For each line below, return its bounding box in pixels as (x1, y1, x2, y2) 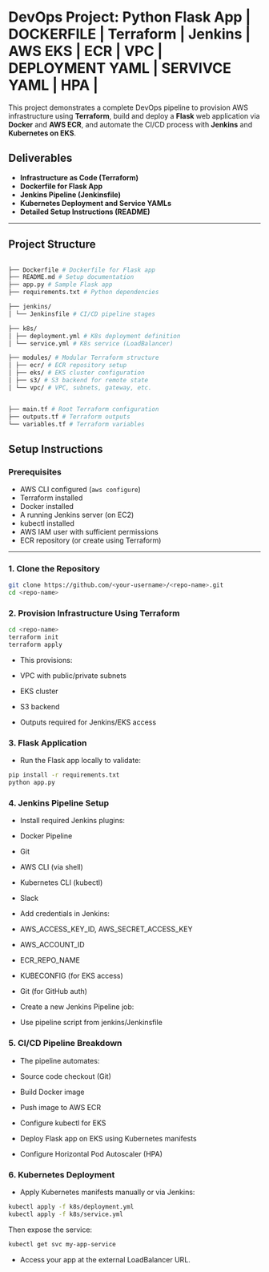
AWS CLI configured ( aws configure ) (19, 485, 142, 495)
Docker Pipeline (19, 831, 73, 841)
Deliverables (8, 151, 73, 165)
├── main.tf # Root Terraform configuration (8, 405, 159, 413)
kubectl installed (19, 519, 74, 528)
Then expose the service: (8, 1225, 93, 1234)
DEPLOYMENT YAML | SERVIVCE (8, 59, 232, 78)
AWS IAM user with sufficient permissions (19, 527, 159, 537)
